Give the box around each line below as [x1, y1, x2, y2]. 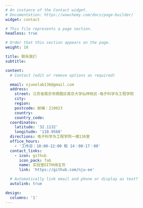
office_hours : [10, 139, 40, 144]
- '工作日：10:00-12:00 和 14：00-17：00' [14, 143, 101, 148]
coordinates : [10, 120, 38, 125]
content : [5, 68, 24, 73]
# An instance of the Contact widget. [5, 7, 88, 13]
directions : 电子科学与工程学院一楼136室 [10, 134, 90, 139]
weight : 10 [5, 45, 29, 50]
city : [14, 96, 27, 101]
